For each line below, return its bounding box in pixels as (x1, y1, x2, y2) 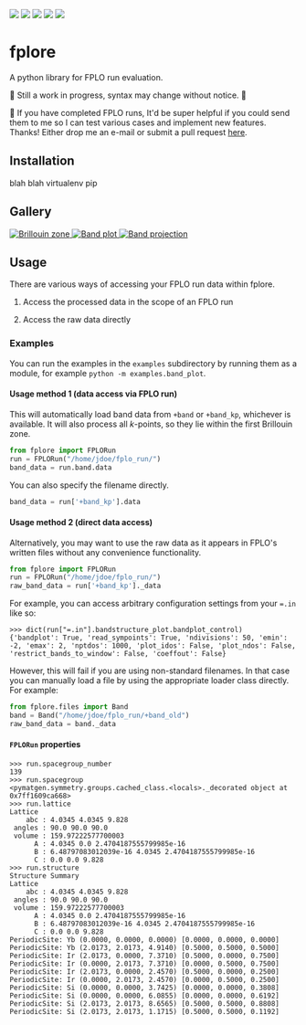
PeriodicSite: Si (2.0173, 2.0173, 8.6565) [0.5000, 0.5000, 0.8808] (9, 999, 280, 1009)
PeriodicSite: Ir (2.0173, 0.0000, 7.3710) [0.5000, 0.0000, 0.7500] (9, 951, 280, 961)
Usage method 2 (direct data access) (9, 516, 153, 527)
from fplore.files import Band (9, 703, 129, 712)
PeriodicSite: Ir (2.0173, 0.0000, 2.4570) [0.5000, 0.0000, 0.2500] (9, 967, 280, 977)
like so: (9, 608, 37, 618)
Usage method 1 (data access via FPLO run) (9, 388, 178, 399)
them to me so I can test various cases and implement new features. (9, 117, 267, 128)
